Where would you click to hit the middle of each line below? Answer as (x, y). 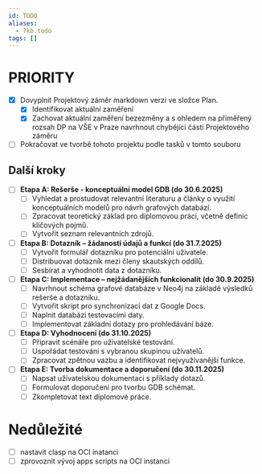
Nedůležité (45, 429)
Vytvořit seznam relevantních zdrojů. (93, 234)
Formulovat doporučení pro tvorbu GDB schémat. (113, 387)
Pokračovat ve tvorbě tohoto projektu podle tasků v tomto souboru (130, 145)
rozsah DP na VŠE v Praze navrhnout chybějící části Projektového (141, 127)
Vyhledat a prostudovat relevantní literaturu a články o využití (133, 198)
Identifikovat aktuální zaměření (83, 109)
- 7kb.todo (34, 31)
